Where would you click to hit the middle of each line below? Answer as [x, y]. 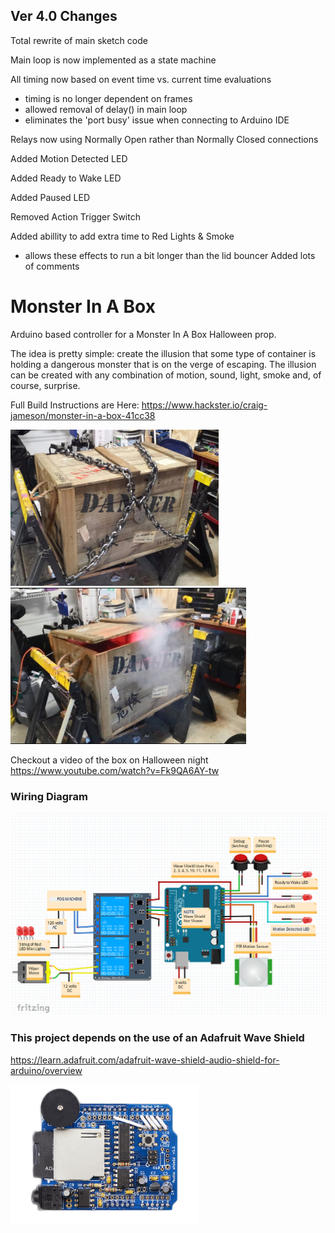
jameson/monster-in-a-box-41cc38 [83, 415]
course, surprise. [45, 385]
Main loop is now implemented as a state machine [113, 60]
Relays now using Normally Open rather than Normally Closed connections [164, 139]
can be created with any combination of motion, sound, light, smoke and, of [166, 375]
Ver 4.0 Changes [64, 16]
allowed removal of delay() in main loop [106, 109]
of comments [52, 266]
